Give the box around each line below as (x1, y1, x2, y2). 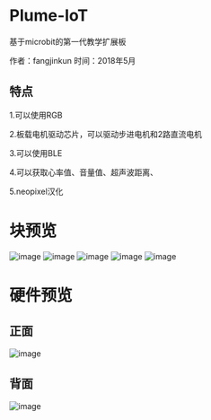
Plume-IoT (9, 5, 89, 26)
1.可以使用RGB (9, 109, 63, 120)
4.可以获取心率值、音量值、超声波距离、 (9, 167, 159, 178)
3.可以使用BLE (9, 147, 63, 158)
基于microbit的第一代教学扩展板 (9, 36, 127, 47)
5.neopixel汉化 (9, 186, 64, 197)
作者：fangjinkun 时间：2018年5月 (9, 55, 136, 66)
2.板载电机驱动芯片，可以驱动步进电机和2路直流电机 (9, 128, 203, 139)
